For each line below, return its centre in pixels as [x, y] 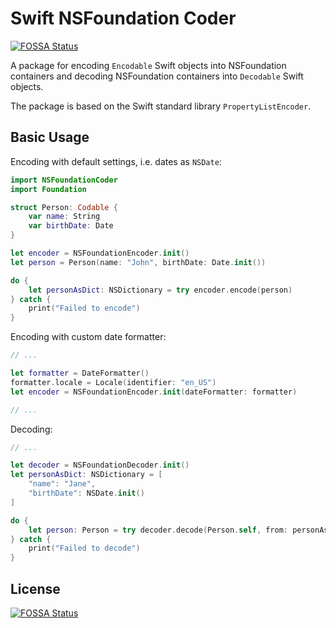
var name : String [64, 217]
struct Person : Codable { [64, 207]
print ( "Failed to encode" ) [84, 308]
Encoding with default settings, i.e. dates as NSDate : [116, 161]
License [35, 588]
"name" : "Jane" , [62, 484]
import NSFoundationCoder [64, 180]
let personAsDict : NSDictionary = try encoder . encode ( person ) [160, 290]
